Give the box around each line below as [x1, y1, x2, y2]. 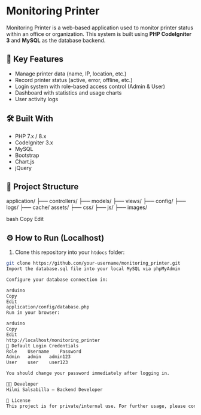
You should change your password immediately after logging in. [6, 370, 170, 377]
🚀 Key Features [6, 54, 64, 64]
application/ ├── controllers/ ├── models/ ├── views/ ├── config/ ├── [6, 198, 187, 205]
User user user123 [6, 359, 68, 366]
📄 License [6, 397, 31, 404]
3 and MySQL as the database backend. [6, 37, 106, 44]
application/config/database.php [6, 304, 90, 310]
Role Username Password [6, 349, 82, 355]
